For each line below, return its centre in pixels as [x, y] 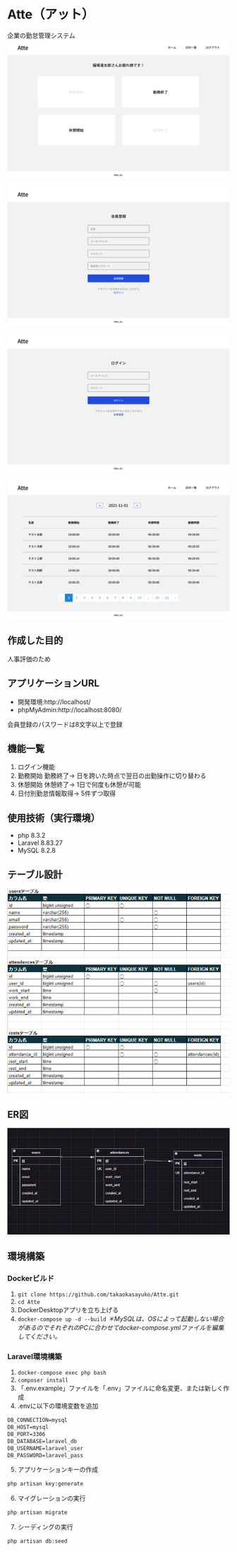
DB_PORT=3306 [26, 1435]
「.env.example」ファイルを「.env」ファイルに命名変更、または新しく [120, 1388]
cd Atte [29, 1302]
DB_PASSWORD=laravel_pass [45, 1456]
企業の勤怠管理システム [41, 35]
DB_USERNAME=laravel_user [45, 1449]
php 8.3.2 [31, 836]
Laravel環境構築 [35, 1356]
